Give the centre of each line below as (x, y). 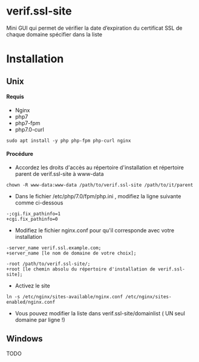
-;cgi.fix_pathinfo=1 (34, 213)
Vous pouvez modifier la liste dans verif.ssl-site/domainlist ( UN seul (100, 313)
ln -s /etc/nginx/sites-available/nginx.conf (64, 297)
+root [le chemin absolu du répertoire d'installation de (81, 269)
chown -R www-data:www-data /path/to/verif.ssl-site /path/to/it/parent (100, 185)
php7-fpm (28, 123)
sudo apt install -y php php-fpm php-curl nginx (69, 141)
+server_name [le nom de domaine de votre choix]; (71, 253)
